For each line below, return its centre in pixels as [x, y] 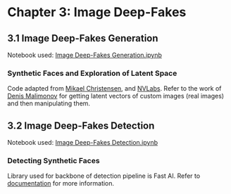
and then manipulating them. [49, 103]
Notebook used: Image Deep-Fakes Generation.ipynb [85, 55]
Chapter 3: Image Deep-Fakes [97, 12]
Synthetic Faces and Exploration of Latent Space [92, 73]
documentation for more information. [61, 183]
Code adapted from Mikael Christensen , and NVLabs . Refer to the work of [114, 89]
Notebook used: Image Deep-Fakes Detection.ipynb [83, 143]
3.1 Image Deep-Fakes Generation [83, 38]
